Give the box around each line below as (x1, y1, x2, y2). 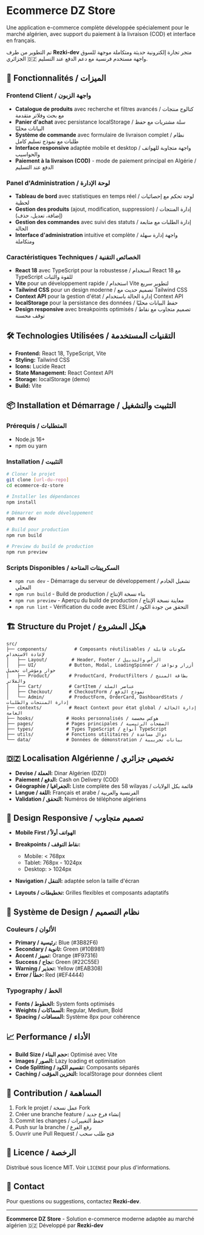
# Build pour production (6, 527, 69, 533)
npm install (6, 499, 36, 505)
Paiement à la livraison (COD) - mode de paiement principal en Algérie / (15, 157, 197, 164)
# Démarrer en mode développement (6, 510, 94, 516)
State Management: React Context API (15, 369, 114, 376)
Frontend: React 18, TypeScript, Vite (15, 350, 106, 357)
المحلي (15, 583, 32, 591)
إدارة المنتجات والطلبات (6, 699, 69, 705)
